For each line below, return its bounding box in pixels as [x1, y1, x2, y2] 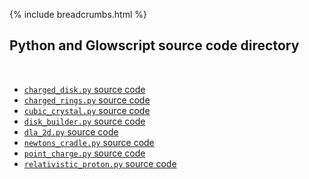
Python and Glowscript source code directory [9, 37, 300, 54]
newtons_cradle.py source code [23, 136, 155, 148]
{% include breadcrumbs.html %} [9, 9, 147, 20]
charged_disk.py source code [23, 83, 146, 95]
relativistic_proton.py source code [23, 157, 177, 169]
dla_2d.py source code [23, 125, 119, 138]
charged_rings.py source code [23, 94, 151, 106]
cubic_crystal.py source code [23, 104, 151, 116]
